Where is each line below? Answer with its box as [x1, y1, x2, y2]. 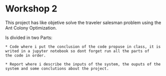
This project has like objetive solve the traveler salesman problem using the [5, 19, 161, 25]
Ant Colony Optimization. [5, 24, 57, 30]
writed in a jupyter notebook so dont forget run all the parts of [5, 48, 150, 53]
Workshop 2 [5, 3, 58, 14]
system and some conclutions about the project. [5, 66, 109, 71]
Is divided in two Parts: [5, 34, 53, 40]
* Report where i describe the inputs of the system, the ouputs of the [5, 61, 161, 66]
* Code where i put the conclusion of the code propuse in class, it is [5, 44, 161, 49]
